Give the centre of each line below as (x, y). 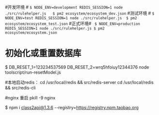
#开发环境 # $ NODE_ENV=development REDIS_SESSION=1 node (64, 7)
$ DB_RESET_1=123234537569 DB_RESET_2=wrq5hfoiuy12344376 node (77, 67)
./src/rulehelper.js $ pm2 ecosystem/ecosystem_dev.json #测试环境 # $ (80, 13)
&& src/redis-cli (21, 88)
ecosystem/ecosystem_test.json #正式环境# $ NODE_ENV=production (72, 24)
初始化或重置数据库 (43, 54)
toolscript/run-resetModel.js (33, 72)
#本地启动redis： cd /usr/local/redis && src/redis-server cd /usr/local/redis (79, 82)
